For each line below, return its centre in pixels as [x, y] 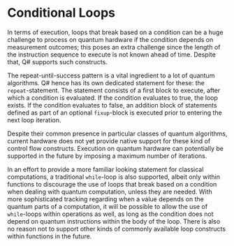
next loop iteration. [34, 120]
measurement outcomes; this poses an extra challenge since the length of [114, 47]
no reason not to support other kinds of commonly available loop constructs [116, 229]
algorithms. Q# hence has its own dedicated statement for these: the [106, 82]
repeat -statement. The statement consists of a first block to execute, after [114, 90]
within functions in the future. [50, 236]
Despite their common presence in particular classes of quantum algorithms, [118, 133]
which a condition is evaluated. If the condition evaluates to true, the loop [113, 97]
